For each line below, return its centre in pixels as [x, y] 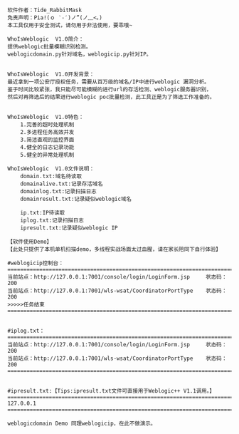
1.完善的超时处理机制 [47, 125]
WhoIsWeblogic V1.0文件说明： [51, 169]
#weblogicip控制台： [36, 263]
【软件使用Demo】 [30, 242]
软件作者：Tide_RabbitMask [44, 10]
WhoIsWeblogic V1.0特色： [46, 117]
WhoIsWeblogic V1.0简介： [46, 39]
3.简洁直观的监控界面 [47, 140]
